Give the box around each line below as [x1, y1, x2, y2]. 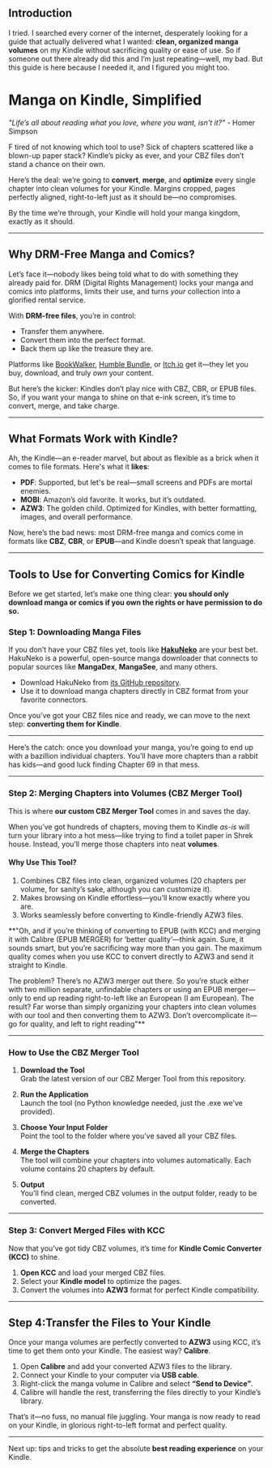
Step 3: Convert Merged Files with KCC [8, 1225, 166, 1236]
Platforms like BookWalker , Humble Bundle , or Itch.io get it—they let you [8, 359, 249, 369]
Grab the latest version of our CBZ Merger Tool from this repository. [19, 1074, 247, 1084]
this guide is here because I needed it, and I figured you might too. [8, 62, 230, 72]
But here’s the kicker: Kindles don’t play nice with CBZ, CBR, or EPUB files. [8, 383, 257, 393]
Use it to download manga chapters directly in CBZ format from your [19, 687, 249, 696]
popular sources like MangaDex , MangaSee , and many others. [8, 662, 219, 672]
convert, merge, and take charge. [8, 400, 120, 410]
